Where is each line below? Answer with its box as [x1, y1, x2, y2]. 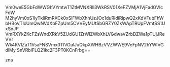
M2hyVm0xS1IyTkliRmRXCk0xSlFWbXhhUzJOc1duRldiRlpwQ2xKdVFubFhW [5, 15, 164, 21]
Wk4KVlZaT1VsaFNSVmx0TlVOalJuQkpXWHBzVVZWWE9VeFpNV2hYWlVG [5, 42, 164, 47]
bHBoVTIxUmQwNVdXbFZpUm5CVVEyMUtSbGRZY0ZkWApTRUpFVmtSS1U [5, 20, 165, 26]
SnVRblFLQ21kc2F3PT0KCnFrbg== [17, 47, 90, 53]
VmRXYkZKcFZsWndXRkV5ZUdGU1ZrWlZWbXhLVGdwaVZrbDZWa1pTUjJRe [5, 31, 165, 37]
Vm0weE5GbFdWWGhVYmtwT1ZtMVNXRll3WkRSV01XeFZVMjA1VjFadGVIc [5, 5, 163, 10]
